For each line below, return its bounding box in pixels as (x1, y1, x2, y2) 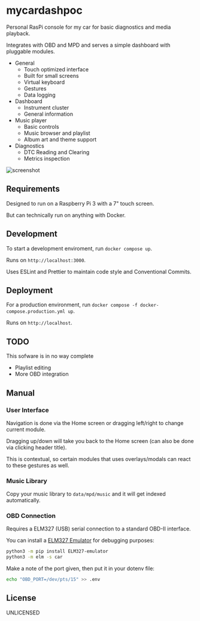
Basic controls (23, 123, 59, 130)
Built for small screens (23, 72, 79, 79)
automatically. (6, 497, 41, 504)
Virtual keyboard (23, 79, 65, 86)
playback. (6, 29, 31, 37)
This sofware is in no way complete (6, 352, 94, 360)
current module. (6, 426, 46, 433)
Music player (14, 116, 47, 123)
